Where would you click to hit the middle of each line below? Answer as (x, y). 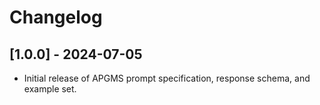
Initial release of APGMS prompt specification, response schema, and (167, 78)
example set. (50, 89)
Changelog (56, 17)
